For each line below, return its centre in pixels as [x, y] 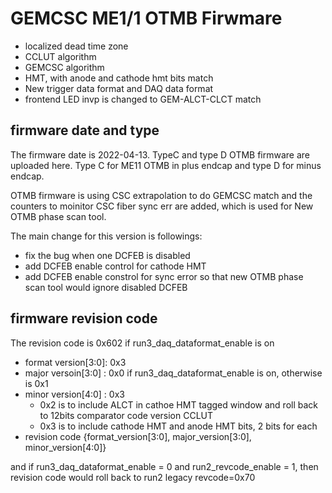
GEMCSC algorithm [64, 67]
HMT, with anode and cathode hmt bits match [119, 78]
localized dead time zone [76, 46]
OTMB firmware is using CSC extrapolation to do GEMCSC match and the [161, 195]
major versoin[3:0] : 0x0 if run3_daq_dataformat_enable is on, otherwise [173, 373]
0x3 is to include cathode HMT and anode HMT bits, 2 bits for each [178, 426]
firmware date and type [85, 130]
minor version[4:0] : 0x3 [74, 394]
